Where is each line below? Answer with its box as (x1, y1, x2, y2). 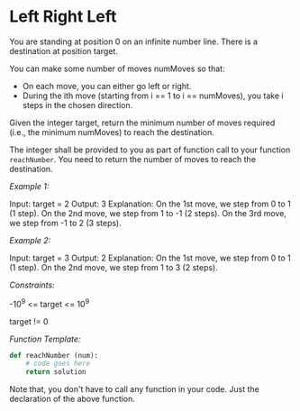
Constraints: (9, 279, 56, 290)
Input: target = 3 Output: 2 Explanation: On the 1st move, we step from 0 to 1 (9, 252, 291, 263)
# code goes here (25, 359, 91, 369)
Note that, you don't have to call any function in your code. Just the (9, 384, 259, 395)
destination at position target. (9, 45, 119, 56)
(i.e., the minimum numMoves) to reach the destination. (9, 126, 214, 137)
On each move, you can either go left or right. (22, 80, 192, 91)
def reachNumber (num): (9, 351, 99, 360)
